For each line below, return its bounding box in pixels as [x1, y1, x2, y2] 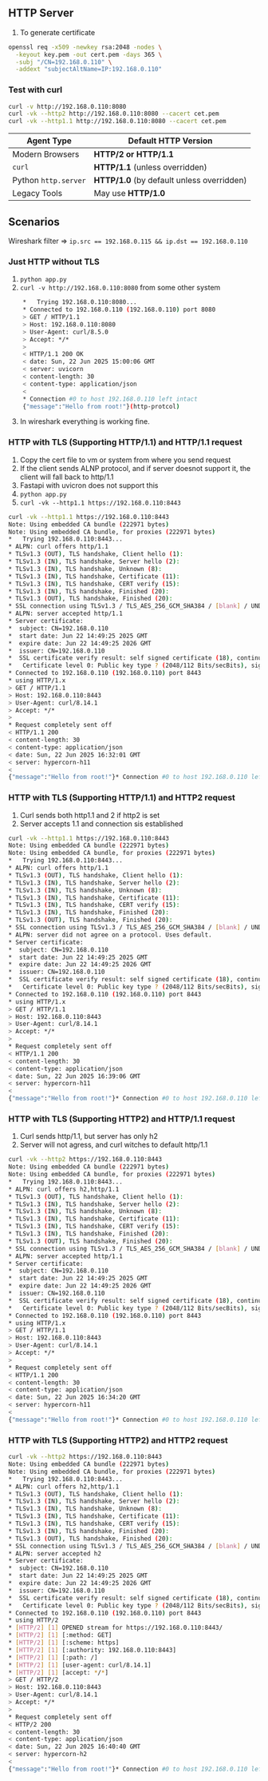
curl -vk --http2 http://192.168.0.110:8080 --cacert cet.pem [8, 110, 219, 118]
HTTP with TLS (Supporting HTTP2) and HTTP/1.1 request [8, 1113, 235, 1124]
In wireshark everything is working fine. [19, 417, 150, 426]
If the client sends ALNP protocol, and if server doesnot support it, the [19, 463, 251, 473]
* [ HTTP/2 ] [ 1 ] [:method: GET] [8, 1631, 112, 1639]
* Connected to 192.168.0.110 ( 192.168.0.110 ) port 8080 [22, 305, 216, 314]
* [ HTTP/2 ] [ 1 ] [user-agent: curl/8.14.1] [8, 1661, 152, 1669]
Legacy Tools [12, 188, 62, 199]
